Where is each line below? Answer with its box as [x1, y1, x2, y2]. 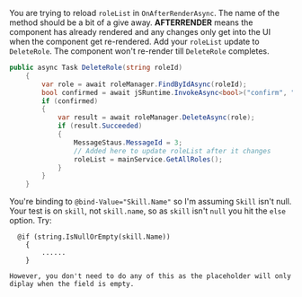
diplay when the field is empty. [9, 280, 135, 289]
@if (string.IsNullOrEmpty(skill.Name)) [17, 232, 171, 241]
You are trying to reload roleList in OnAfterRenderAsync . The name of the [9, 8, 280, 18]
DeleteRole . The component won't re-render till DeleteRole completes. [9, 46, 270, 57]
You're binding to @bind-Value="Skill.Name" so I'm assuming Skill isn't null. [9, 197, 292, 207]
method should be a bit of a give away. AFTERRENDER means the [9, 17, 253, 28]
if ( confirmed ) [41, 96, 99, 106]
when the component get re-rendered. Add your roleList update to [9, 36, 260, 47]
